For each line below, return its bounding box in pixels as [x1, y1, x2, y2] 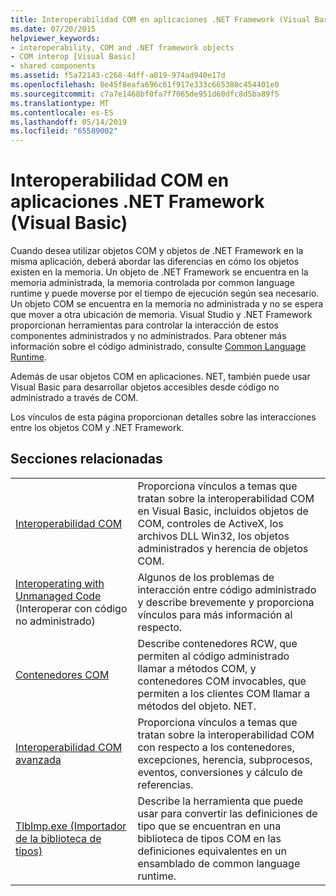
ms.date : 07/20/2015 [10, 24, 97, 34]
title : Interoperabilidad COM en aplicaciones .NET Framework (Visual [10, 14, 311, 25]
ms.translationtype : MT [10, 98, 110, 108]
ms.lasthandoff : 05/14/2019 [10, 117, 128, 127]
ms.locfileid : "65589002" [10, 126, 118, 136]
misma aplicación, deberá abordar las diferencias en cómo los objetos [10, 256, 300, 268]
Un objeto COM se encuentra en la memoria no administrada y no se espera [10, 298, 324, 310]
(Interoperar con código [15, 601, 128, 615]
